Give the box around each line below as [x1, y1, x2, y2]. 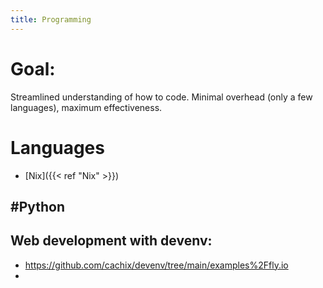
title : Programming [10, 14, 92, 25]
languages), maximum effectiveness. [10, 101, 163, 113]
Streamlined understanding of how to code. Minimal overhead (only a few [10, 91, 313, 103]
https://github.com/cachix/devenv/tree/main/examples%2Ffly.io [24, 259, 289, 271]
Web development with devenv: [10, 232, 213, 250]
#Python [10, 198, 66, 215]
